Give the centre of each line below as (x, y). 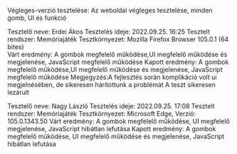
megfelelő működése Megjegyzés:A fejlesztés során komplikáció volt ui (112, 77)
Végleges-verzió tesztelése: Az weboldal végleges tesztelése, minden (110, 10)
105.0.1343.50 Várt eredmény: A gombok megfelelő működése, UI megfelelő (118, 121)
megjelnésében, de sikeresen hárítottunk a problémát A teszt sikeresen (111, 84)
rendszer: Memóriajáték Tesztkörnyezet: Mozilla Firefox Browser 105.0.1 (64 (118, 39)
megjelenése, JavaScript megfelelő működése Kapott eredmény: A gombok (118, 62)
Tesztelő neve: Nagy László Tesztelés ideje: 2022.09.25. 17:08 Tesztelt (111, 106)
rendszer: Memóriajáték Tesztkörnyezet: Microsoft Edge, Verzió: (101, 114)
